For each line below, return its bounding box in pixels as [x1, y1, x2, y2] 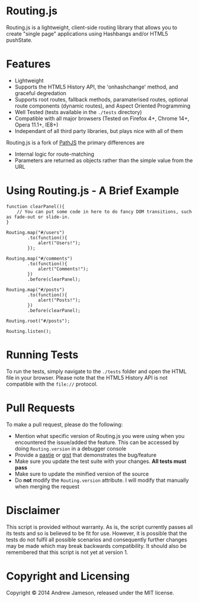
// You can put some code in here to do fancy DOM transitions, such [17, 209, 192, 215]
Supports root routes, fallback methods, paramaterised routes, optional [14, 96, 188, 103]
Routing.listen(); [6, 328, 52, 334]
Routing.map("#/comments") [6, 256, 73, 261]
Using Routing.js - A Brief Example [6, 184, 179, 197]
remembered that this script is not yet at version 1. [6, 549, 129, 556]
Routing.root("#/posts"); [6, 318, 70, 324]
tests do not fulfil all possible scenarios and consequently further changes [6, 536, 188, 543]
